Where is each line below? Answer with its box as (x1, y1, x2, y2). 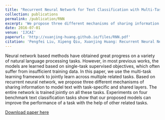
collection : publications (5, 12, 58, 17)
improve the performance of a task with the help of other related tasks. (5, 99, 148, 106)
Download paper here (5, 109, 49, 115)
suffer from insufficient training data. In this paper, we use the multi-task (5, 68, 151, 74)
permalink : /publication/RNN (5, 16, 65, 21)
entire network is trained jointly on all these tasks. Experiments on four (5, 89, 148, 95)
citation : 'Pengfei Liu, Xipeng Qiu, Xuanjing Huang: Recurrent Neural (5, 39, 155, 44)
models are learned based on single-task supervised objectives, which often (5, 63, 160, 69)
